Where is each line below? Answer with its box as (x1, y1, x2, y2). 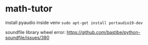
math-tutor (5, 3, 53, 14)
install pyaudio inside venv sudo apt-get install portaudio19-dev (5, 19, 143, 25)
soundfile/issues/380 (5, 34, 50, 40)
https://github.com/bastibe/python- (66, 29, 140, 35)
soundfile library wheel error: (5, 29, 66, 35)
